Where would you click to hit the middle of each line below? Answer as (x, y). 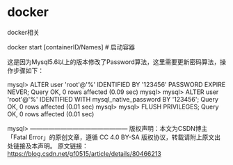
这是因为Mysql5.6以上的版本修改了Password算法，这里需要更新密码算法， (114, 62)
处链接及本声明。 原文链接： (48, 146)
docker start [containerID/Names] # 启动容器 (71, 47)
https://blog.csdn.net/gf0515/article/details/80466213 (84, 153)
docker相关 (23, 32)
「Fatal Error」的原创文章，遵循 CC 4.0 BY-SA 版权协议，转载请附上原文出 (114, 137)
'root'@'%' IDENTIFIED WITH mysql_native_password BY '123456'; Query (113, 99)
